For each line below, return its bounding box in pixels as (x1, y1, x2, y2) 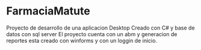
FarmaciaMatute (6, 4, 90, 18)
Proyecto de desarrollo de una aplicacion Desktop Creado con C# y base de (6, 24, 195, 31)
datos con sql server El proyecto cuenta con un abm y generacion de (6, 30, 178, 37)
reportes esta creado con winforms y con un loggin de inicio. (6, 37, 158, 44)
